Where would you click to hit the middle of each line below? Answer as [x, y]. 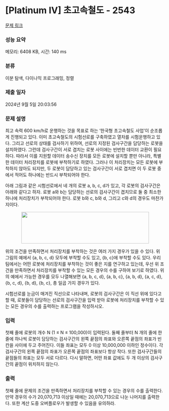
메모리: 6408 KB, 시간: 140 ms [36, 52]
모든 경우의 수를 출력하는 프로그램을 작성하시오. [57, 306]
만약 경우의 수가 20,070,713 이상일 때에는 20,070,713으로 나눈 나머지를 [76, 397]
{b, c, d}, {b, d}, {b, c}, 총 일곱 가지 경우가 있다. [53, 283]
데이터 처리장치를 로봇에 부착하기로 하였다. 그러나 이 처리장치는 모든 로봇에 [84, 162]
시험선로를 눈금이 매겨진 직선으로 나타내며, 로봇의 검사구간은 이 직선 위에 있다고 [83, 294]
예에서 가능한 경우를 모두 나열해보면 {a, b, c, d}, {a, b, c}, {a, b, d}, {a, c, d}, [87, 277]
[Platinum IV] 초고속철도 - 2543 [70, 10]
